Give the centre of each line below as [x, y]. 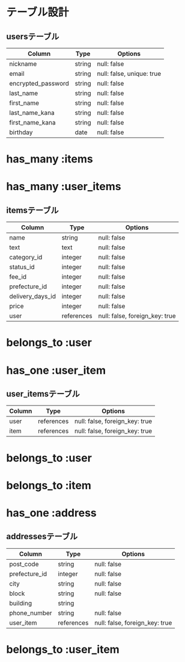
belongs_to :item [49, 485]
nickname [23, 64]
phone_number [31, 613]
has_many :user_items [64, 187]
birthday [21, 132]
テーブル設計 [38, 12]
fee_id [18, 277]
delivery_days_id [32, 297]
